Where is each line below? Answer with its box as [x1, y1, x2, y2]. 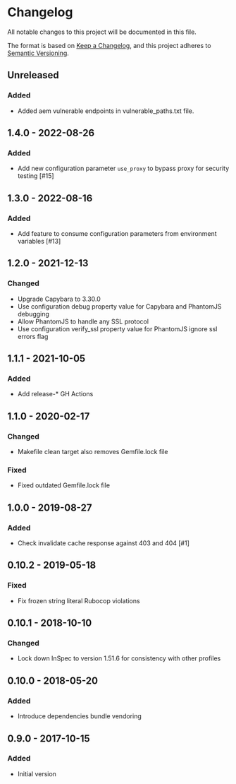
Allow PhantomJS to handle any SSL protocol [17, 317, 149, 326]
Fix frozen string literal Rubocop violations [17, 596, 140, 605]
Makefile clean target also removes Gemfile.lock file [17, 448, 168, 456]
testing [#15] [17, 172, 54, 180]
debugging [17, 309, 49, 318]
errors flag [17, 332, 49, 340]
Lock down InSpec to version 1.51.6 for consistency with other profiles [17, 654, 221, 663]
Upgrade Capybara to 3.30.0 [17, 295, 101, 303]
